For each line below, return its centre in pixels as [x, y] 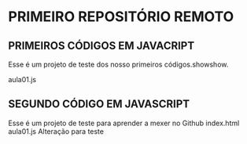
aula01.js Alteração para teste [56, 131]
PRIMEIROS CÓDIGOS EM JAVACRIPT [101, 46]
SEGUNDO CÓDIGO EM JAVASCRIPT [99, 104]
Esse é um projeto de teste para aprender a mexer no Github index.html [124, 123]
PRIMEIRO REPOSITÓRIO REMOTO [121, 17]
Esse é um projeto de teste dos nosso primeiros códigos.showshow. [118, 64]
